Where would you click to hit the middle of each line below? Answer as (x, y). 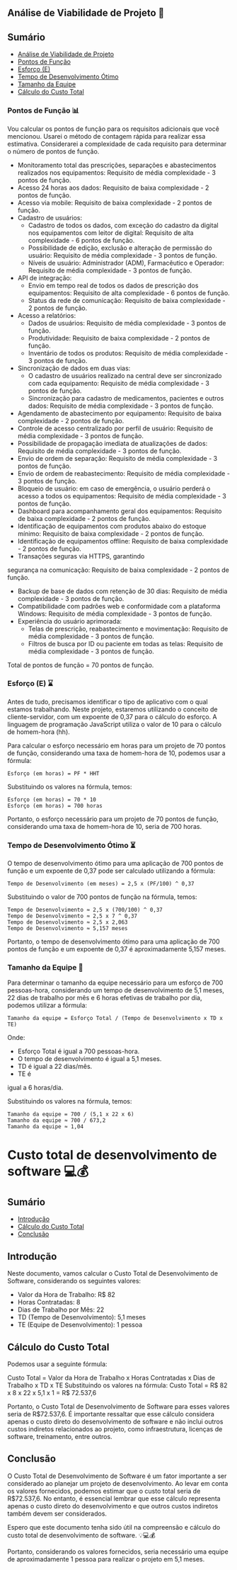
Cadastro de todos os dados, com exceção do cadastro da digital (123, 225)
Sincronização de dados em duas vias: (74, 368)
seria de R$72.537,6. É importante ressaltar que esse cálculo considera (111, 1414)
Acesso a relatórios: (47, 315)
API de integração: (45, 277)
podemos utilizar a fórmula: (47, 1005)
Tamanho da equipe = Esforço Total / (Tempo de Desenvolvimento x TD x (115, 1019)
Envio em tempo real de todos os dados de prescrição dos (113, 285)
